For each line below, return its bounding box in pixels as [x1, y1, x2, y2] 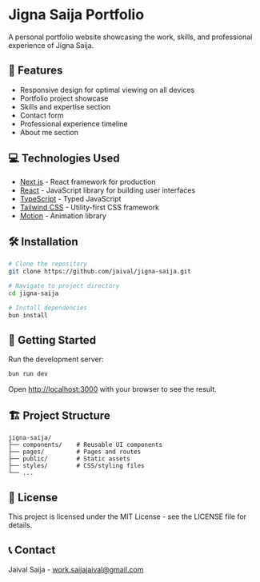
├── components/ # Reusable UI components [8, 441, 162, 449]
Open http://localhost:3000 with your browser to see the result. [8, 385, 218, 394]
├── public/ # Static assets [8, 455, 130, 463]
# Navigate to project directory [8, 282, 120, 290]
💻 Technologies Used [8, 152, 120, 165]
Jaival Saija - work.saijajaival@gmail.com [8, 564, 144, 574]
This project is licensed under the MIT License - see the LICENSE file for [8, 512, 246, 521]
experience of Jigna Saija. [8, 40, 94, 50]
